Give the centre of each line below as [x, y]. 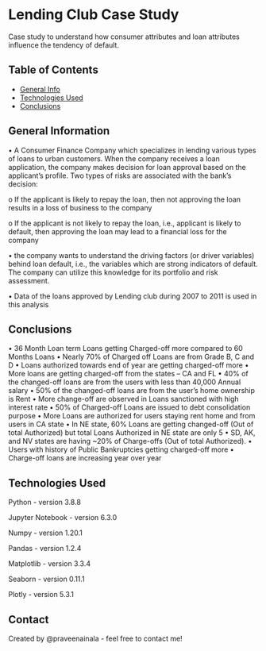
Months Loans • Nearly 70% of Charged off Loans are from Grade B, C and [131, 357]
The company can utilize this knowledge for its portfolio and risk [113, 272]
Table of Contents [54, 70]
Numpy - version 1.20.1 [46, 533]
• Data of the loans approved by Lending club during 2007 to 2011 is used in [133, 296]
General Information [59, 131]
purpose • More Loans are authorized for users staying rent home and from [132, 416]
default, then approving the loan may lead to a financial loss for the [118, 231]
